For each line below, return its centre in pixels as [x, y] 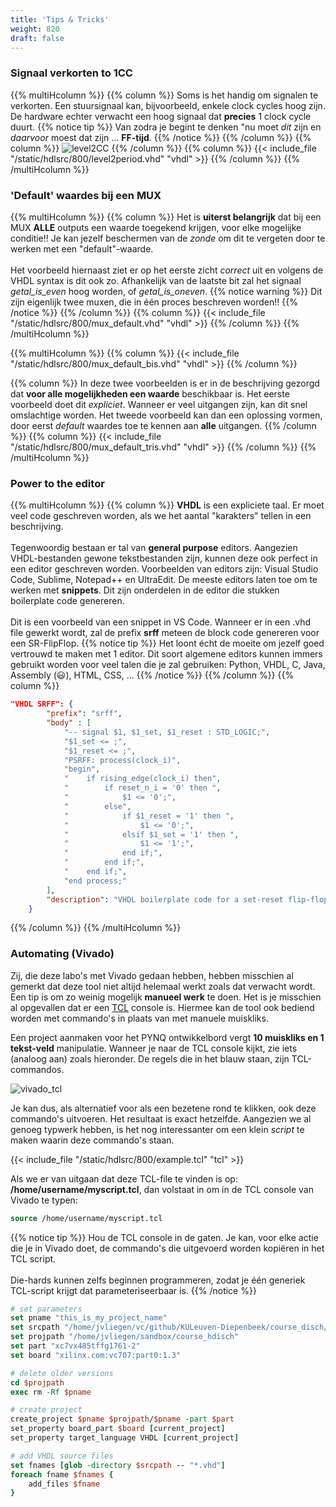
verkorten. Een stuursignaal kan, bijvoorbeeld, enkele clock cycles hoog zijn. [168, 105]
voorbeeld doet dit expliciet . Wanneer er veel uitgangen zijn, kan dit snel [159, 404]
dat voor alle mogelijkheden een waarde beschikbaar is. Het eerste [150, 393]
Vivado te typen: [44, 1200]
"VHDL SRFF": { [42, 704]
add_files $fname [64, 1484]
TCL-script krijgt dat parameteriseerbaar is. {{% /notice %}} [133, 1290]
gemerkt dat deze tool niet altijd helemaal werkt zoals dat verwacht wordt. [163, 986]
